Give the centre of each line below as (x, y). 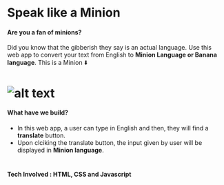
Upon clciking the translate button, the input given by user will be (110, 142)
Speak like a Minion (64, 13)
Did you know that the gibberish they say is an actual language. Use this (110, 48)
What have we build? (38, 113)
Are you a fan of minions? (44, 32)
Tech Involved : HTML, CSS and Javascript (69, 174)
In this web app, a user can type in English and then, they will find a (113, 128)
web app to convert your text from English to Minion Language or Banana (112, 55)
